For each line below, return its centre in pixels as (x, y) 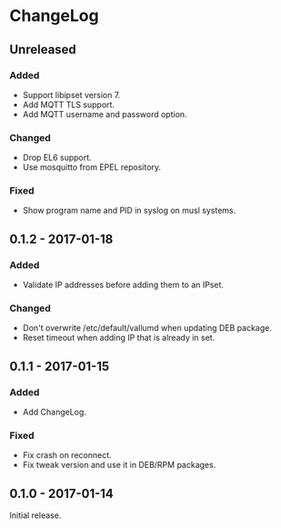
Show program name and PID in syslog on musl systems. (129, 211)
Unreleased (43, 50)
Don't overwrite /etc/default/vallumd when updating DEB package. (147, 328)
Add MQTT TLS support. (69, 105)
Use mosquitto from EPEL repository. (92, 167)
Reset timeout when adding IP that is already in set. (119, 338)
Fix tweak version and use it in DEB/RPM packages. (119, 465)
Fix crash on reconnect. (67, 455)
